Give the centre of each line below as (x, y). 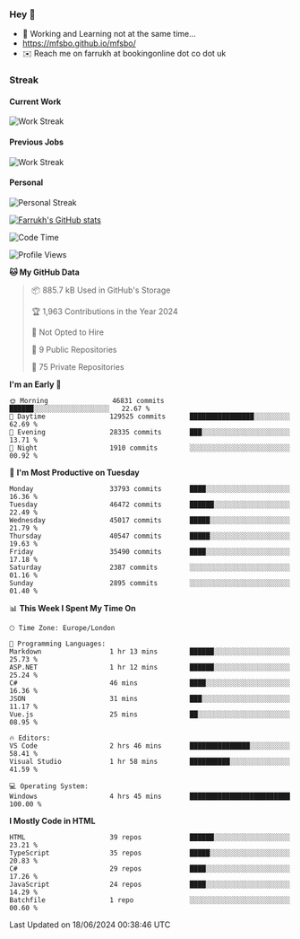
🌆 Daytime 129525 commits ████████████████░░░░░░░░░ (150, 417)
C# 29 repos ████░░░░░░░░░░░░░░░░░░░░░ (150, 869)
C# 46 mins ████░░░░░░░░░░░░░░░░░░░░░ (150, 683)
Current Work (35, 101)
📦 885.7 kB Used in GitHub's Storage (101, 290)
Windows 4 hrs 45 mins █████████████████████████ (150, 796)
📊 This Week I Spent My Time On (73, 608)
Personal (26, 182)
